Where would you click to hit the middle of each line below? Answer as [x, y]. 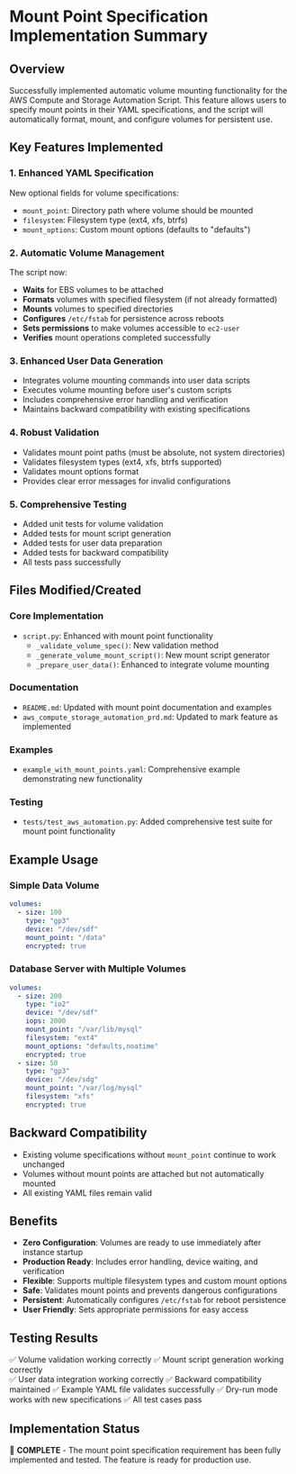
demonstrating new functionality [82, 779]
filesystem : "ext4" [62, 1037]
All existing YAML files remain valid [87, 1193]
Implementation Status [75, 1429]
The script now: [38, 272]
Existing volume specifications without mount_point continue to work [149, 1154]
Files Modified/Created [76, 590]
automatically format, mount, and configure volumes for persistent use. [141, 119]
